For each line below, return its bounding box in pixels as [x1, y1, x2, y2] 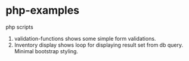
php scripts [5, 23, 33, 30]
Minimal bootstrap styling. [14, 47, 79, 54]
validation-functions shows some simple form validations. [14, 35, 156, 42]
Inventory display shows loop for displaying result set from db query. [14, 41, 183, 48]
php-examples [5, 4, 80, 17]
